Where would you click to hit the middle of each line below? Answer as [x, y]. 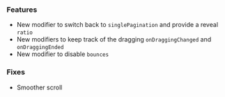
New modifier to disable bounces [63, 54]
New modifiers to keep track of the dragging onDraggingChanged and [114, 39]
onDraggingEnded [40, 47]
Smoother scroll [39, 87]
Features [22, 10]
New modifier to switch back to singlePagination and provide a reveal [117, 25]
